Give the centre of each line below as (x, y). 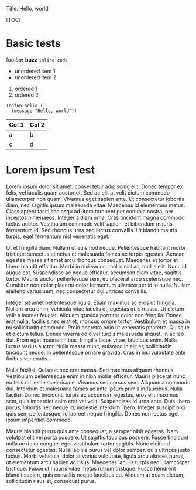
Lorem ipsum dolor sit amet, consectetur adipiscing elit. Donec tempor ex (94, 186)
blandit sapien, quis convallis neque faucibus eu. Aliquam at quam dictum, (95, 475)
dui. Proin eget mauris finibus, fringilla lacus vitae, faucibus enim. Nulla (92, 340)
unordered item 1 (35, 71)
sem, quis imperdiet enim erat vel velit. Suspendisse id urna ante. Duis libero (98, 401)
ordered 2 (27, 95)
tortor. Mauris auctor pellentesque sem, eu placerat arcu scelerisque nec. (94, 278)
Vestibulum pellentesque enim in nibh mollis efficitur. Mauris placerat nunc (96, 376)
